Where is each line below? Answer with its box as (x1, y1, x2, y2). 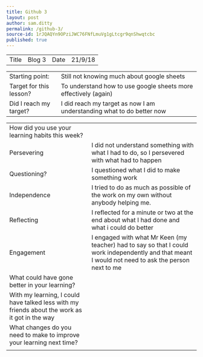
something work (91, 174, 138, 182)
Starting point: (9, 72, 50, 80)
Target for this (9, 82, 50, 90)
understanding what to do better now (60, 107, 166, 115)
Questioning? (9, 170, 47, 178)
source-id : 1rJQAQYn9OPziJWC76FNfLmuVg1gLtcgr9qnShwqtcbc (6, 31, 155, 38)
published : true (6, 37, 47, 43)
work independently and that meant (91, 249, 193, 257)
